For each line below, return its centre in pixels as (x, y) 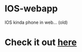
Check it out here (41, 42)
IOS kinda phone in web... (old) (36, 22)
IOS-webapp (31, 9)
